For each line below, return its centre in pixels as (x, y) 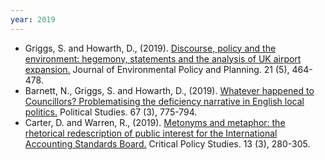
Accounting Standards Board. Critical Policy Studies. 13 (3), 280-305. (167, 143)
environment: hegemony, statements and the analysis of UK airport (163, 58)
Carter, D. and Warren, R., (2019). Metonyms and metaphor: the (155, 122)
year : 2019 (33, 19)
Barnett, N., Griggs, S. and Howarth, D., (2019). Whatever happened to (169, 90)
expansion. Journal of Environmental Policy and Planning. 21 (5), (157, 69)
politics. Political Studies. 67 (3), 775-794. (111, 112)
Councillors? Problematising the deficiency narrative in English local (164, 101)
